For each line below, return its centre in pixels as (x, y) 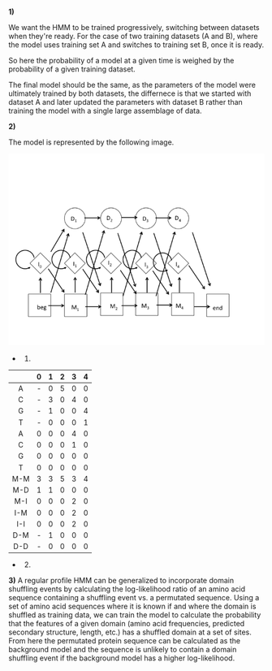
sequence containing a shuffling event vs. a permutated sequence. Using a (134, 597)
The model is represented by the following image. (91, 142)
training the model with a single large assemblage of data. (105, 110)
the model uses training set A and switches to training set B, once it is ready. (136, 45)
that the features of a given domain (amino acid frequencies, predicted (127, 623)
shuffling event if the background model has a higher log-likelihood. (122, 658)
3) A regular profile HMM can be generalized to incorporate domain (121, 580)
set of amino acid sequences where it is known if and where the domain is (132, 606)
